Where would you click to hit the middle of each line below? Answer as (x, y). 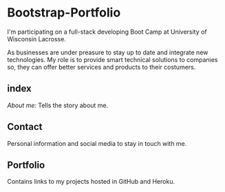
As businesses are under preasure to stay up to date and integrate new (108, 52)
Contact (25, 127)
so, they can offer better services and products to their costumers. (101, 67)
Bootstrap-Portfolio (64, 13)
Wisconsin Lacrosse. (37, 39)
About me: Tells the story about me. (58, 105)
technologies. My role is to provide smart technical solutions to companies (112, 59)
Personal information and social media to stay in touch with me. (97, 143)
